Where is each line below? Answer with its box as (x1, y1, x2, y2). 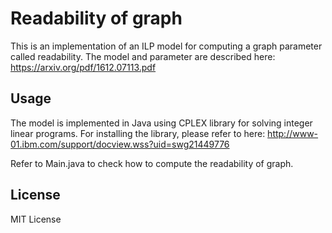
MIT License (10, 213, 62, 225)
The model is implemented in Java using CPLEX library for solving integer (10, 117, 313, 129)
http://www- (267, 127, 319, 139)
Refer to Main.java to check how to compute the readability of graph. (10, 157, 294, 169)
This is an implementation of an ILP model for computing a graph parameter (10, 40, 323, 52)
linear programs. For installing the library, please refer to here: (10, 127, 266, 139)
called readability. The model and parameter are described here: (10, 50, 276, 62)
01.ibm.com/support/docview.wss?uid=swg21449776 (10, 138, 230, 150)
